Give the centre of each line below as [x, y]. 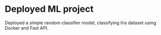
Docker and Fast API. [26, 28]
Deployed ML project [49, 9]
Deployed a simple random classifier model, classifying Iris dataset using [80, 23]
